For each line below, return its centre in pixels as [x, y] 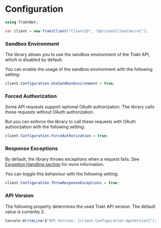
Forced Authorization [31, 96]
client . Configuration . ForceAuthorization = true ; [57, 136]
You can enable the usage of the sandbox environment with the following [79, 69]
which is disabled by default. [34, 60]
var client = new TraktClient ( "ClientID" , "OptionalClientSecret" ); [77, 31]
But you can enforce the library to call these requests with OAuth [70, 122]
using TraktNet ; [22, 22]
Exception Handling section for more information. [55, 164]
